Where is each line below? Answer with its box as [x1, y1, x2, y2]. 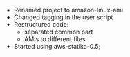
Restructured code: [13, 21, 69, 28]
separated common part [24, 27, 93, 36]
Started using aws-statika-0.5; [13, 43, 101, 50]
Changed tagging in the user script [13, 13, 113, 21]
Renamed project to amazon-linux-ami [13, 6, 123, 14]
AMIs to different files [24, 35, 86, 43]
